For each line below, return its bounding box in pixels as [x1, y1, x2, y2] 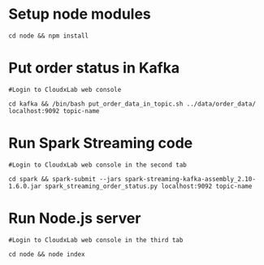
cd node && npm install [8, 32, 89, 40]
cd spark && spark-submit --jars [8, 175, 122, 183]
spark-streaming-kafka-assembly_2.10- [124, 175, 256, 183]
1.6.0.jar [8, 182, 42, 190]
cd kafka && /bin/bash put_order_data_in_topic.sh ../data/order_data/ [8, 99, 256, 108]
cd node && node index [8, 250, 85, 258]
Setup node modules [8, 5, 152, 24]
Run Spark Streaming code [8, 134, 193, 153]
